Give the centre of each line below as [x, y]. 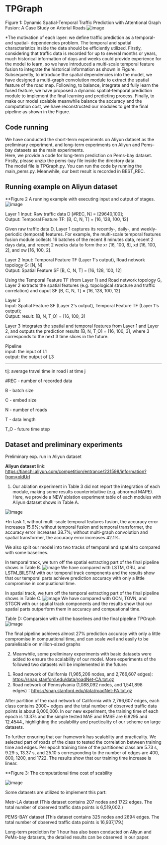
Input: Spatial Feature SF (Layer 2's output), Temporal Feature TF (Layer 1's [82, 305]
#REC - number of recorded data [39, 381]
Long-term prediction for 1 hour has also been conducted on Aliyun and [78, 832]
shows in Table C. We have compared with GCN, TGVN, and [76, 599]
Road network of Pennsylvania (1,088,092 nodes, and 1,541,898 [77, 685]
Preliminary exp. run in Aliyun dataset [43, 456]
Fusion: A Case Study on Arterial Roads [45, 27]
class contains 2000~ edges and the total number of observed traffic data [81, 706]
